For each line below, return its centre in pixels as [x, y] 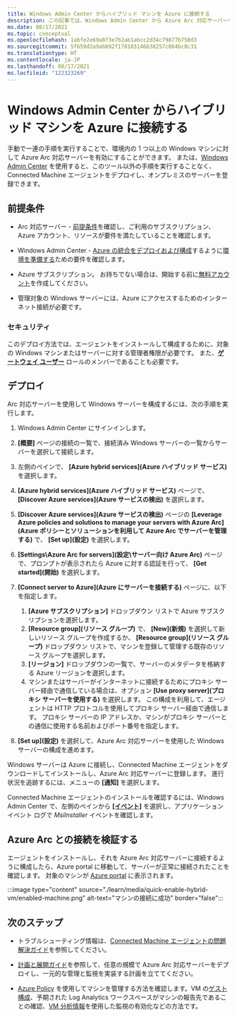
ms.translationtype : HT [42, 54]
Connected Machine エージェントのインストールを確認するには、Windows [116, 797]
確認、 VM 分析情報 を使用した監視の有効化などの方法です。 [116, 1006]
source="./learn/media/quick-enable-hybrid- [144, 890]
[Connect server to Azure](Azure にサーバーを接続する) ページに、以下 [122, 588]
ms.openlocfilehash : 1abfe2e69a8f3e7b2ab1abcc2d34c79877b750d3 [102, 40]
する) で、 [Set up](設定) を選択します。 [75, 540]
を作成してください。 [61, 283]
